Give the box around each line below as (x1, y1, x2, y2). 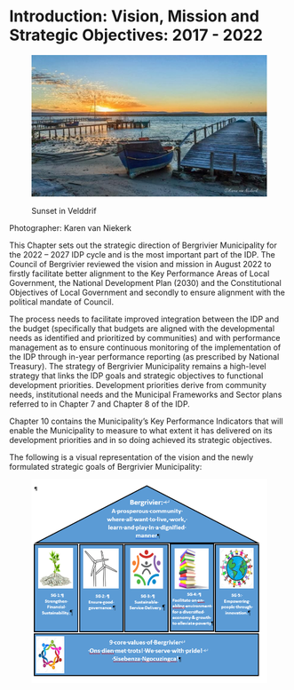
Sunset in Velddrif (31, 205, 97, 216)
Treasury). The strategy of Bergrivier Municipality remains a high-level (9, 361, 266, 371)
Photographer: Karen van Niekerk (9, 222, 131, 233)
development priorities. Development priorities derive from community (9, 379, 266, 390)
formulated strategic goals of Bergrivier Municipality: (9, 461, 203, 472)
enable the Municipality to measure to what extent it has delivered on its (9, 424, 273, 436)
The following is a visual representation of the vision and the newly (9, 451, 254, 463)
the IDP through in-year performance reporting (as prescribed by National (9, 351, 280, 361)
